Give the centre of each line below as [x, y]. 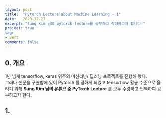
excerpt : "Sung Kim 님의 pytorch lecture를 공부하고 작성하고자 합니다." [75, 24]
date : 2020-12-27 [25, 19]
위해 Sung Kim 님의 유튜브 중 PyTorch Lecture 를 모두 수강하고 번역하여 [85, 88]
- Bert [12, 38]
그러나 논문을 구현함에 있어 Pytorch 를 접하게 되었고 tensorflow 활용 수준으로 [80, 82]
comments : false [22, 42]
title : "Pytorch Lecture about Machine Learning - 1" [63, 14]
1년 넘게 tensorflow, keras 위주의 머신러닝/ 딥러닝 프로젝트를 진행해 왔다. [76, 76]
